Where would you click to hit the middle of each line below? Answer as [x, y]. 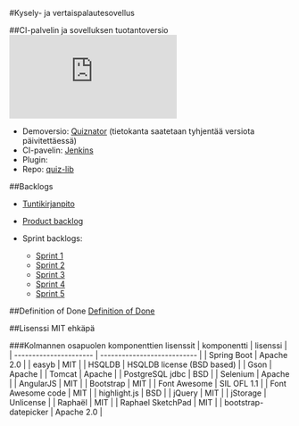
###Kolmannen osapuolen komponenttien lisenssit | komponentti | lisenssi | [148, 346]
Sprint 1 [50, 255]
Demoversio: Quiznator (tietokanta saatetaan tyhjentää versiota [138, 131]
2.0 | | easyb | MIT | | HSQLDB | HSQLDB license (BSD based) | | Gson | [141, 364]
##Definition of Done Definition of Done [82, 311]
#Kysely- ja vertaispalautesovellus [72, 13]
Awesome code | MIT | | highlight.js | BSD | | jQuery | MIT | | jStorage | [138, 393]
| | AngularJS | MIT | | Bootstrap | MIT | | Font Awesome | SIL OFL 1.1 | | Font [148, 384]
